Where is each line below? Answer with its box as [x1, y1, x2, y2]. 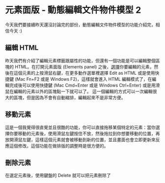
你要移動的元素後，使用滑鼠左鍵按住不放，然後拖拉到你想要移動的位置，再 [9, 130, 160, 136]
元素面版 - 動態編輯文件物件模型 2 [5, 4, 141, 16]
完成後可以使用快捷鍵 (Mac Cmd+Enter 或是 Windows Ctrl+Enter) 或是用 [9, 82, 156, 88]
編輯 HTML [5, 44, 39, 52]
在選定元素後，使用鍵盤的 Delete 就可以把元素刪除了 [5, 173, 111, 179]
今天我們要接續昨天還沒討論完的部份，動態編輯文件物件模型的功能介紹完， [5, 22, 156, 28]
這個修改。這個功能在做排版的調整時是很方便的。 [9, 143, 109, 149]
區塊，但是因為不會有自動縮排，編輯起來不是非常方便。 [13, 94, 126, 100]
